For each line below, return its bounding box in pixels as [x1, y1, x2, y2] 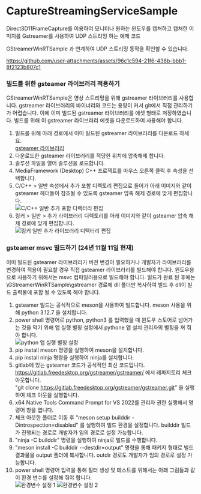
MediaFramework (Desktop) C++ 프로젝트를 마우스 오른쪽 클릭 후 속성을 [14, 167, 188, 175]
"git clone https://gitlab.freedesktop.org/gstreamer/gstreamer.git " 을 [14, 384, 184, 391]
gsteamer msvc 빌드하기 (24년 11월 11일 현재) [6, 244, 134, 252]
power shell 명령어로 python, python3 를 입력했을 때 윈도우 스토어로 [14, 316, 177, 324]
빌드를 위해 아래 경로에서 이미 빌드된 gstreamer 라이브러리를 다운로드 [14, 130, 178, 137]
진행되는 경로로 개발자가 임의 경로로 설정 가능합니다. [21, 429, 143, 436]
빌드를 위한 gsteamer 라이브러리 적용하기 [6, 79, 120, 88]
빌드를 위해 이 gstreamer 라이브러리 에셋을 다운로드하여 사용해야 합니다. [14, 117, 184, 124]
